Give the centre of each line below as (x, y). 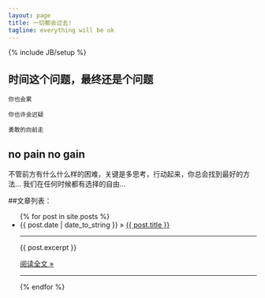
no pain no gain (47, 154)
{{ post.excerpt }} (48, 248)
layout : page (30, 15)
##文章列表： (30, 201)
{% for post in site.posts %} (65, 216)
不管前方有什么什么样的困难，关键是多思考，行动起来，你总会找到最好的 (125, 174)
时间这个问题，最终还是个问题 (81, 79)
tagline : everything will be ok (61, 30)
